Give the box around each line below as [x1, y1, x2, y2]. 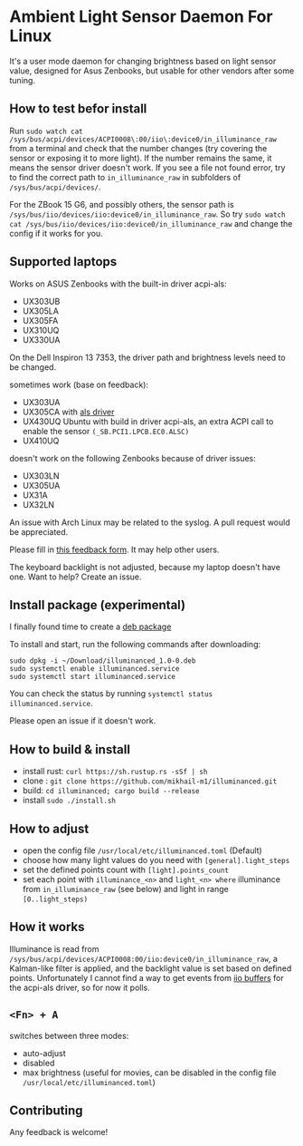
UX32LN [22, 499, 55, 510]
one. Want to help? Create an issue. [9, 571, 142, 582]
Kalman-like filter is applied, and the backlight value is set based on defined [9, 963, 292, 974]
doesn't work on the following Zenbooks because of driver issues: [9, 452, 256, 463]
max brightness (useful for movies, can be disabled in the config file [22, 1067, 277, 1078]
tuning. [9, 74, 36, 85]
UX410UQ [22, 435, 60, 446]
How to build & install [9, 742, 131, 757]
